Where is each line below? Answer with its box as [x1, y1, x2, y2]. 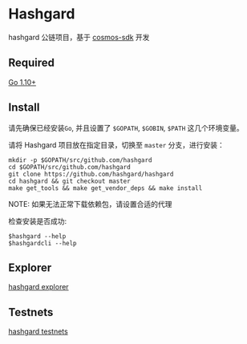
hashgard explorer [8, 282, 70, 292]
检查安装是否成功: [8, 216, 67, 225]
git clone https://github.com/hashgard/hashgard [8, 170, 174, 178]
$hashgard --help [8, 232, 67, 241]
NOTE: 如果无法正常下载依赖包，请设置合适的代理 [8, 199, 172, 208]
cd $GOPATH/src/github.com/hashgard [8, 163, 131, 171]
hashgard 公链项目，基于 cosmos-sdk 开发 [8, 32, 150, 42]
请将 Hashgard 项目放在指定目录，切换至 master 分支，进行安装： [8, 140, 225, 149]
